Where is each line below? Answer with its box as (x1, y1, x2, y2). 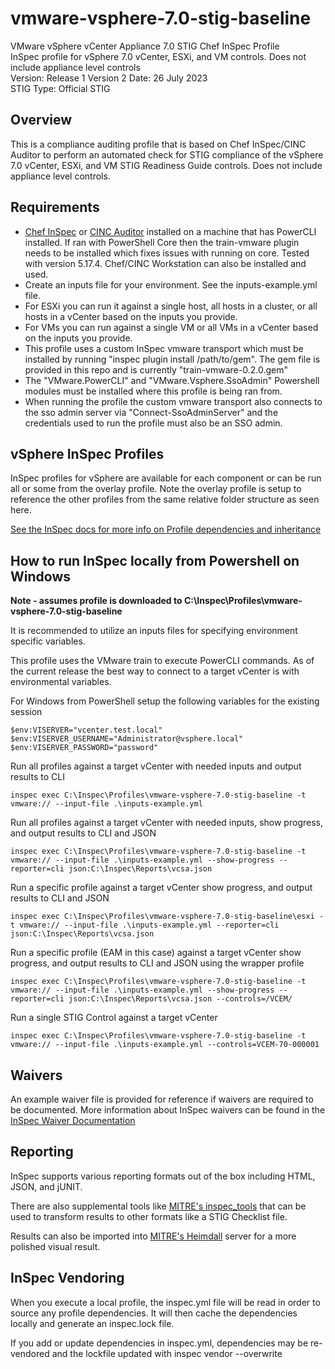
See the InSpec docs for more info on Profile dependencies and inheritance (10, 523, 322, 536)
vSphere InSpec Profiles (10, 445, 165, 462)
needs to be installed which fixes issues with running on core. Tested (24, 247, 310, 259)
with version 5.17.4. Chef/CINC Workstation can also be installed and (24, 257, 307, 269)
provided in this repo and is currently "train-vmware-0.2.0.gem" (24, 363, 288, 376)
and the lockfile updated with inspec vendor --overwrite (51, 1347, 283, 1359)
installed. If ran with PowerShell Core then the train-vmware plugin (24, 236, 300, 248)
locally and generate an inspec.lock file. (10, 1317, 175, 1329)
